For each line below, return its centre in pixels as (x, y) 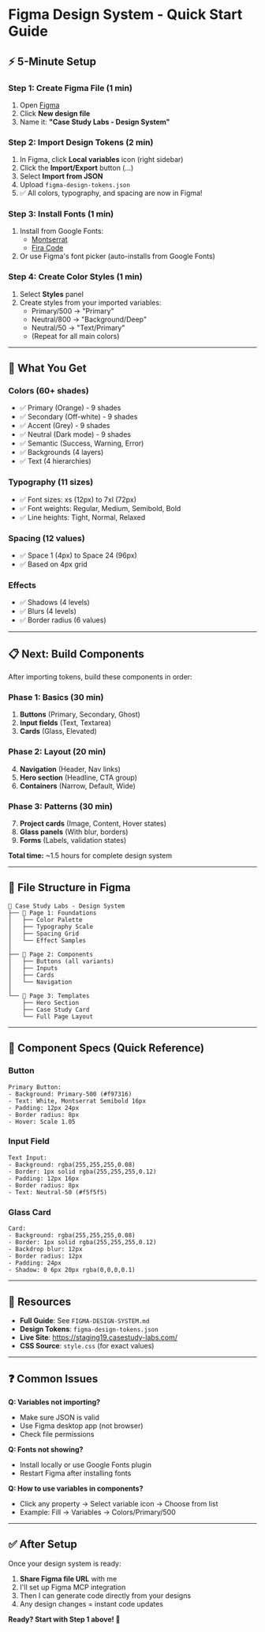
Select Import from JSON (61, 176)
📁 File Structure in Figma (70, 887)
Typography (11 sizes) (51, 482)
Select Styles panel (52, 294)
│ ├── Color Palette (45, 919)
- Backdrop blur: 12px (45, 1250)
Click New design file (55, 113)
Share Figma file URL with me (68, 1578)
